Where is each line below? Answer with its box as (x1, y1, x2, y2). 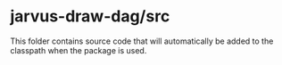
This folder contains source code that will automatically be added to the (10, 36, 274, 46)
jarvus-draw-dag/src (10, 6, 170, 27)
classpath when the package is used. (10, 45, 147, 55)
